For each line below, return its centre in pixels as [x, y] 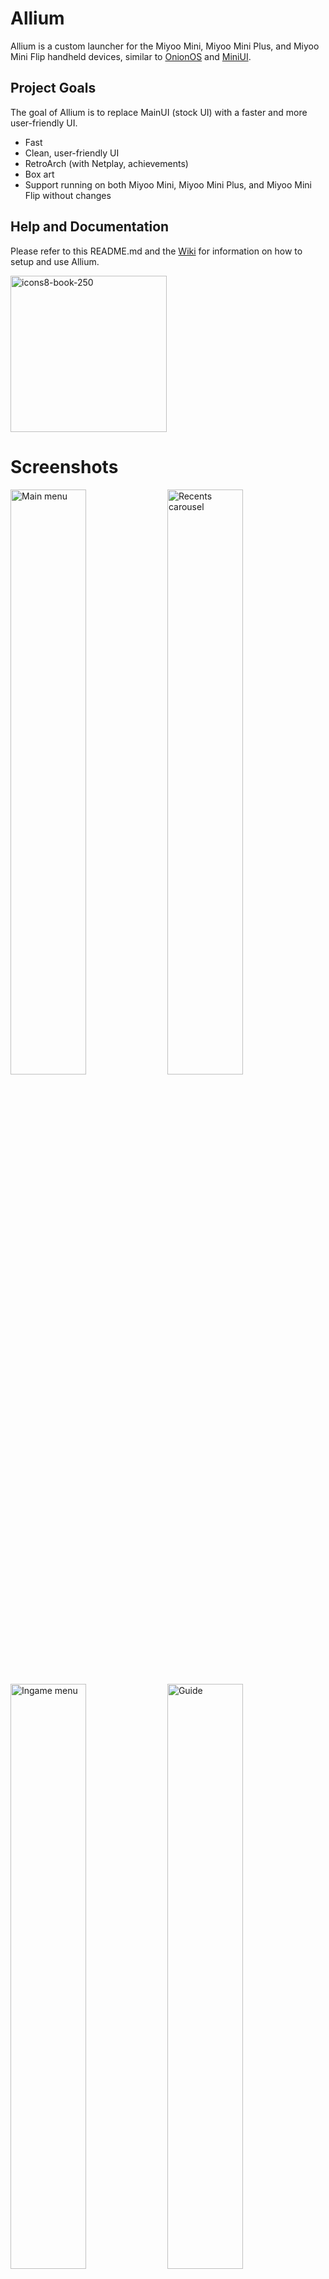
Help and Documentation [90, 227]
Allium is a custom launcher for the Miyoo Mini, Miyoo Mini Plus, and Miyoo [165, 46]
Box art [39, 174]
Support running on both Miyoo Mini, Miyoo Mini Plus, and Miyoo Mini [168, 184]
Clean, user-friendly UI [72, 153]
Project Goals [53, 88]
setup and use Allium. [55, 261]
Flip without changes [68, 195]
